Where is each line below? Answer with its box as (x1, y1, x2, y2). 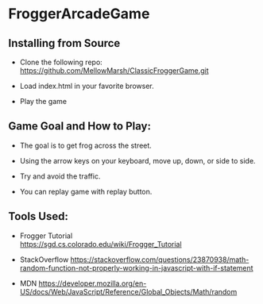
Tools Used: (8, 210, 69, 223)
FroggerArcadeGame (8, 5, 150, 23)
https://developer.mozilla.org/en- (38, 279, 147, 288)
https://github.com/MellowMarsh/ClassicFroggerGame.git (19, 66, 209, 75)
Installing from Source (8, 37, 121, 50)
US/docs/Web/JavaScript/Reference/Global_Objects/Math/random (19, 287, 238, 296)
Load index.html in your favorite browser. (19, 81, 155, 90)
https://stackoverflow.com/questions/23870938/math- (70, 255, 249, 264)
